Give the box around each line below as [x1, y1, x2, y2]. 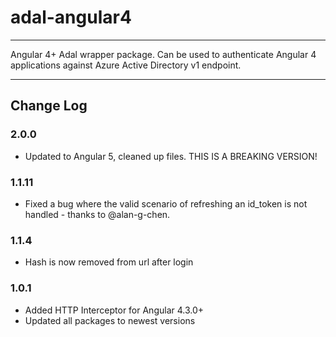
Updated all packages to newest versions [24, 314, 196, 326]
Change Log [10, 97, 88, 115]
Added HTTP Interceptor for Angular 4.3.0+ [24, 304, 205, 316]
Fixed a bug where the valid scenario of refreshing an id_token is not [24, 197, 308, 210]
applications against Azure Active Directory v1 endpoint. [10, 59, 242, 71]
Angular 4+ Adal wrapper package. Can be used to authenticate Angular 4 [10, 48, 317, 60]
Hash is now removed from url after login [24, 256, 194, 268]
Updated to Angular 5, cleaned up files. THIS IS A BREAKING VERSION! [24, 150, 318, 162]
